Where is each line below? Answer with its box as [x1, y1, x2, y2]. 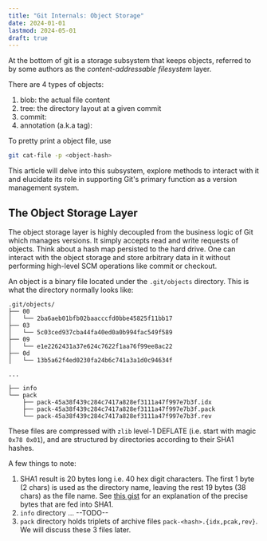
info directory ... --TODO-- [19, 507, 109, 517]
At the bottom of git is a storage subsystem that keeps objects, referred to [8, 56, 252, 65]
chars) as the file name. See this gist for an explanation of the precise [19, 491, 249, 500]
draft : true [8, 34, 48, 42]
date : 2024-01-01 [8, 19, 66, 27]
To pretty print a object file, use [8, 136, 112, 146]
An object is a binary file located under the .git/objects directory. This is [8, 276, 249, 286]
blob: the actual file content [19, 95, 110, 105]
